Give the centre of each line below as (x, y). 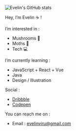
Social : (12, 90)
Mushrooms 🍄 (26, 38)
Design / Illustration (32, 80)
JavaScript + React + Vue (38, 70)
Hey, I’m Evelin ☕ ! (23, 17)
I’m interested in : (22, 29)
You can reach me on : (28, 114)
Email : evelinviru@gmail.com (42, 123)
